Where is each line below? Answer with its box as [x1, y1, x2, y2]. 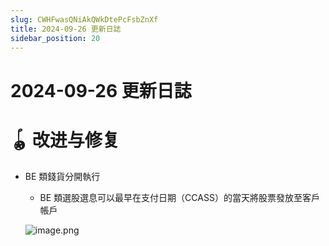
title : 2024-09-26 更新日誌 [10, 24, 122, 34]
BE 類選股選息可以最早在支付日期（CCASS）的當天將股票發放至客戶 [39, 191, 320, 203]
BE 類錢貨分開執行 [24, 170, 101, 182]
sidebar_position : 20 [10, 33, 101, 43]
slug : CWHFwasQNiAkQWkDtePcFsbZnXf [10, 14, 159, 25]
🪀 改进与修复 [10, 129, 120, 151]
